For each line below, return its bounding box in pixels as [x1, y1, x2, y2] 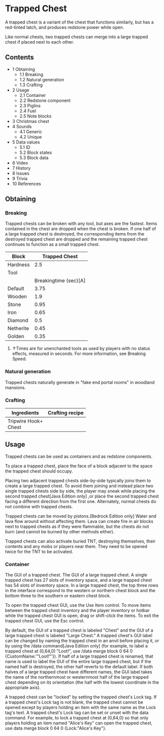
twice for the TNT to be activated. [5, 548, 73, 554]
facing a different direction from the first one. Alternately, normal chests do [5, 498, 157, 504]
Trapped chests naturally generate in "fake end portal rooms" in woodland [5, 379, 155, 385]
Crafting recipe [47, 409, 84, 416]
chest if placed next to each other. [5, 39, 74, 45]
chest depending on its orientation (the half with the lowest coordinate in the [5, 679, 159, 686]
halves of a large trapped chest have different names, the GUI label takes [5, 669, 153, 675]
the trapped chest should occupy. [5, 468, 73, 474]
